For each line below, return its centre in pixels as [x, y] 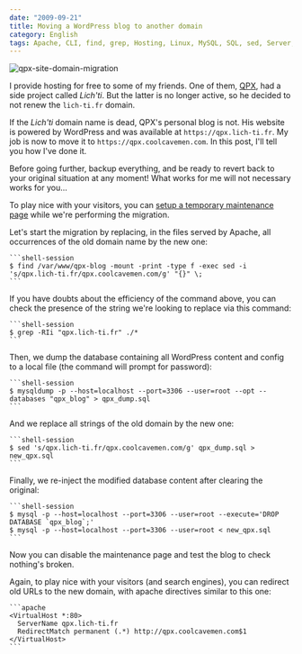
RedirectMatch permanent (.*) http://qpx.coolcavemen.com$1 [132, 631]
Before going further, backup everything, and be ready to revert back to [142, 168]
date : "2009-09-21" [46, 18]
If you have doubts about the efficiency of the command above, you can [143, 299]
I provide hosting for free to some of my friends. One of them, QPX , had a [145, 86]
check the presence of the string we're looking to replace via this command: [151, 308]
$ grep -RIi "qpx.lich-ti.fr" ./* [74, 333]
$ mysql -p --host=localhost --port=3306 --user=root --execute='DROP [144, 514]
